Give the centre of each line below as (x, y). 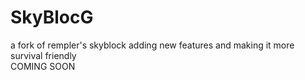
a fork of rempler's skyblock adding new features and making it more (152, 45)
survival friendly (43, 55)
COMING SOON (43, 66)
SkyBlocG (52, 17)
